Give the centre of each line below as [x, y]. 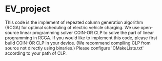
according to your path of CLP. [36, 53]
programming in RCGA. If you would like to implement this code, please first [81, 38]
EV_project [28, 9]
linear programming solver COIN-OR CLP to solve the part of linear [87, 32]
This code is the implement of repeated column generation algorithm [74, 22]
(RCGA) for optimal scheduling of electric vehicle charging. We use [72, 27]
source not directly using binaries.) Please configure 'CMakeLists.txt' [74, 48]
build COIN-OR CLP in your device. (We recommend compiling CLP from [78, 43]
